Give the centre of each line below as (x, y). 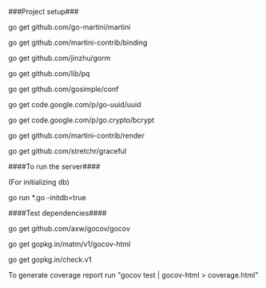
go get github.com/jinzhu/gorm (60, 58)
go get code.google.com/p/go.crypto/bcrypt (81, 120)
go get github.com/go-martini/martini (69, 27)
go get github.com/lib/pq (49, 74)
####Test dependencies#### (58, 213)
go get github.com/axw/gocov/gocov (69, 228)
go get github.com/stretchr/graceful (67, 151)
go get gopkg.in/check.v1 (50, 260)
